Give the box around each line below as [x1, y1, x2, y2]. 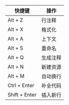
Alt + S [7, 45, 23, 51]
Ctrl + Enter [7, 82, 35, 89]
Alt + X [7, 26, 24, 33]
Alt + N [7, 63, 24, 70]
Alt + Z [7, 17, 23, 23]
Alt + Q [7, 54, 24, 61]
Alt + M [7, 73, 25, 79]
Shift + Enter [7, 92, 37, 98]
